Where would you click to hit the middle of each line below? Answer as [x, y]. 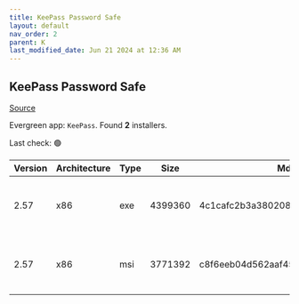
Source [22, 108]
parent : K [28, 42]
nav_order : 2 [33, 34]
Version [31, 168]
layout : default [39, 26]
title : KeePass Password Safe [65, 17]
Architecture [84, 168]
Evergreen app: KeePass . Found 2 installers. [88, 124]
